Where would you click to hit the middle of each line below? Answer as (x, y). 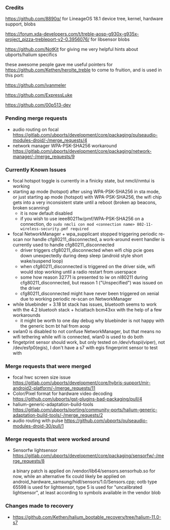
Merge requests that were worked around (58, 439)
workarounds (26, 315)
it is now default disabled (46, 213)
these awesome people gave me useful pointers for (59, 65)
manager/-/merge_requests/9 (44, 156)
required (79, 229)
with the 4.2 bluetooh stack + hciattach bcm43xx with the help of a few (87, 309)
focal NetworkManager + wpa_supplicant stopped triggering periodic (85, 234)
